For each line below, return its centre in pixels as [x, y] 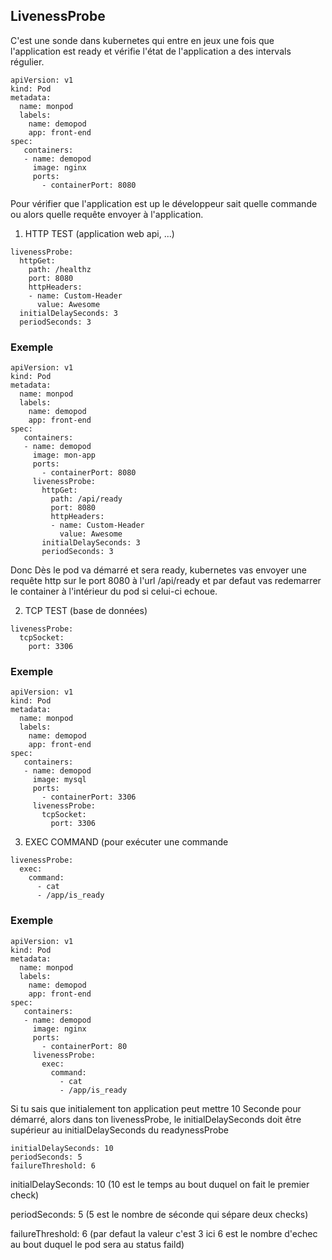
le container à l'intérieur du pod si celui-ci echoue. [114, 591]
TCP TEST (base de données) [86, 611]
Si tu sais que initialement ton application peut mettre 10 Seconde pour [156, 1108]
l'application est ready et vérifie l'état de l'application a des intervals [151, 51]
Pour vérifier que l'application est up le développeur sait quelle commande [164, 203]
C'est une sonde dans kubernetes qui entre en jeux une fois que [142, 40]
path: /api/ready [86, 499]
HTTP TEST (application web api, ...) [99, 233]
